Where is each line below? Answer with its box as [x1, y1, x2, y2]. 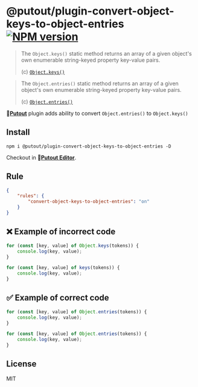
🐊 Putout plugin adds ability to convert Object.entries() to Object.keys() [6, 109, 188, 117]
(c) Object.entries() [21, 98, 74, 105]
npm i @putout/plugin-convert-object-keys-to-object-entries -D [6, 143, 171, 149]
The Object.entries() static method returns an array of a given [21, 80, 179, 87]
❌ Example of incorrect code [6, 227, 116, 237]
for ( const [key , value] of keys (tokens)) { [6, 265, 120, 271]
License [6, 359, 37, 369]
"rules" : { [17, 193, 45, 199]
